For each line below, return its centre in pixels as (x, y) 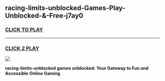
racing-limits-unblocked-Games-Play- (65, 8)
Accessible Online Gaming (33, 73)
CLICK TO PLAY (24, 30)
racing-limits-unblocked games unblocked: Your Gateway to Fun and (77, 68)
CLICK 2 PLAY (22, 48)
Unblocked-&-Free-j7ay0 (44, 16)
